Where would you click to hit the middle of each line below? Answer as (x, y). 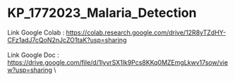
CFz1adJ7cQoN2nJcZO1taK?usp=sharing (67, 39)
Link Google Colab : (36, 32)
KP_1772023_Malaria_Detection (102, 13)
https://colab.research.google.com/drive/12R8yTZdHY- (146, 32)
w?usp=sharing (30, 70)
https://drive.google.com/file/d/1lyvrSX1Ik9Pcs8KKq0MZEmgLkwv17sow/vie (117, 62)
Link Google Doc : (33, 55)
